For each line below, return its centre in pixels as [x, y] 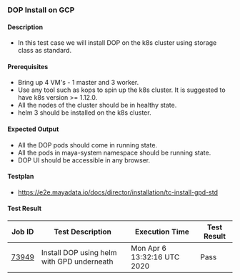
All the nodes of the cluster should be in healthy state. [97, 105]
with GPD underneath [77, 261]
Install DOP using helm [79, 252]
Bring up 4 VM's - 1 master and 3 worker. [78, 83]
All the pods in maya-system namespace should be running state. [114, 152]
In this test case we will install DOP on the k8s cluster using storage [117, 43]
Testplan [21, 177]
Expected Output [33, 129]
